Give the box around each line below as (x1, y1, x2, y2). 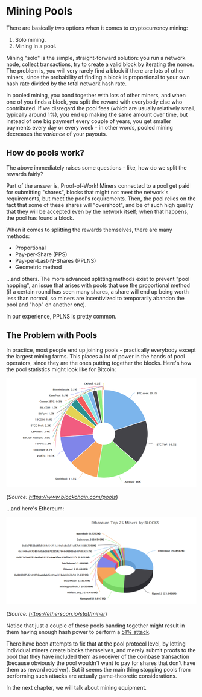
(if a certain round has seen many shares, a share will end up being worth (6, 288, 189, 295)
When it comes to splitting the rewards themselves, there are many (6, 226, 173, 233)
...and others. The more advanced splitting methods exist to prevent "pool (6, 275, 190, 282)
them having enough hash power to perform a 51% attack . (6, 628, 151, 635)
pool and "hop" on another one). (6, 301, 87, 308)
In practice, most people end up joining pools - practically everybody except (6, 346, 196, 354)
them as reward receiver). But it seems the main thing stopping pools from (6, 666, 191, 673)
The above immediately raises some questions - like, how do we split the (6, 164, 187, 171)
